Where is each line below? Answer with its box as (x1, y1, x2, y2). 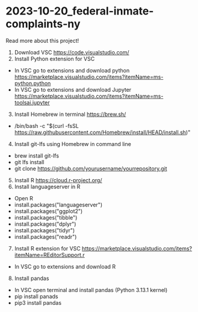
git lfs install (14, 158, 45, 165)
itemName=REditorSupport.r (14, 251, 85, 258)
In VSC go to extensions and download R (14, 263, 116, 270)
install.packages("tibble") (14, 214, 78, 221)
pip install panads (14, 293, 58, 300)
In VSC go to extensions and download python (14, 66, 130, 74)
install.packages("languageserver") (14, 201, 103, 208)
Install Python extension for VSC (14, 55, 95, 62)
